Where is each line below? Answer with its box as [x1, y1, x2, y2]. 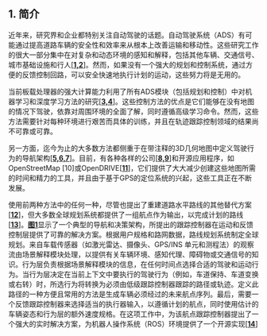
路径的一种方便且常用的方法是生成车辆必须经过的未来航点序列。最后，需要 [8, 289, 252, 299]
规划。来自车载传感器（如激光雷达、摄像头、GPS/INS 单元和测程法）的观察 [8, 239, 254, 249]
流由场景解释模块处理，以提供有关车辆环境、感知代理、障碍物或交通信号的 [8, 249, 252, 259]
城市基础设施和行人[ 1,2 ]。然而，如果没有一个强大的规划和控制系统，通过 [8, 60, 246, 69]
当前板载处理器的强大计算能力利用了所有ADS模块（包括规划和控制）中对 [8, 87, 246, 96]
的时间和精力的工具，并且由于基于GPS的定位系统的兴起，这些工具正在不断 [8, 173, 253, 183]
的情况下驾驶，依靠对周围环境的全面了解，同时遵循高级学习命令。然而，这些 [8, 106, 259, 116]
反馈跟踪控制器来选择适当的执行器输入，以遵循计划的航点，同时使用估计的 [14, 299, 259, 308]
